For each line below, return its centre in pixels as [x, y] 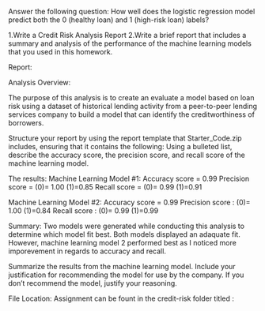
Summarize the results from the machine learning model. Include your [122, 266]
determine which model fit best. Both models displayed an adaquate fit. [125, 234]
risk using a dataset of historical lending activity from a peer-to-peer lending [133, 106]
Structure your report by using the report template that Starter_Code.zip [125, 138]
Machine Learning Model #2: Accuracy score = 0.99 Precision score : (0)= [129, 202]
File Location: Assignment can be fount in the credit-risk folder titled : [121, 298]
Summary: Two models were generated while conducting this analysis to [127, 226]
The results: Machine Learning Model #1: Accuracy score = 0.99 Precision [129, 178]
